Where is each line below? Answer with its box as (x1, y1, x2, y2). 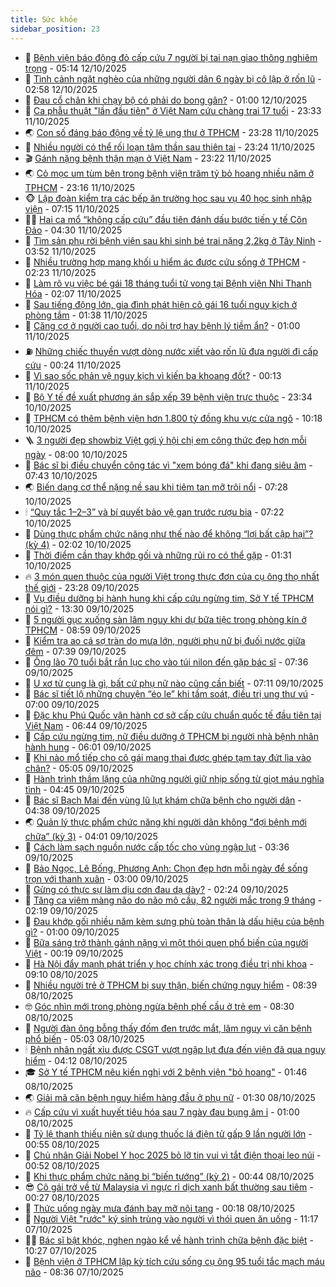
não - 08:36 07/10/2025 (24, 1266, 124, 1278)
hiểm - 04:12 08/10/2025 (24, 1054, 128, 1066)
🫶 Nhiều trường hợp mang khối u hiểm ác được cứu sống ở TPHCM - (24, 256, 307, 268)
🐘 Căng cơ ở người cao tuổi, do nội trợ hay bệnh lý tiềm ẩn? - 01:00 (24, 319, 301, 331)
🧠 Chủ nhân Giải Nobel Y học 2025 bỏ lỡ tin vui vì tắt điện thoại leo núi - (24, 1149, 322, 1161)
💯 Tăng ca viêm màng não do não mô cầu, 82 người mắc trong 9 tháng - (24, 894, 323, 906)
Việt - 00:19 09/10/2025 (24, 947, 124, 959)
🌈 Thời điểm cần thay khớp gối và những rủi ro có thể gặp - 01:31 (24, 549, 292, 561)
